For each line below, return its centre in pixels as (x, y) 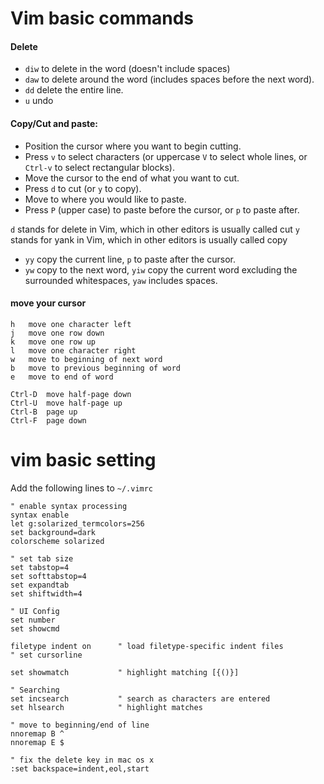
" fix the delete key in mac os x (82, 760)
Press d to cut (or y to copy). (83, 188)
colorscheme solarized (57, 541)
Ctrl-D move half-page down (71, 394)
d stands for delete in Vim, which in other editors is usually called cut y (155, 229)
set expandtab (40, 585)
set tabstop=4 (40, 567)
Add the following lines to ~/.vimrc (82, 488)
